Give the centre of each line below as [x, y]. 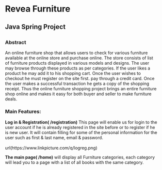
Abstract [16, 42]
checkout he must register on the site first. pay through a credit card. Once [80, 79]
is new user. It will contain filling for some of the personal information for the [81, 132]
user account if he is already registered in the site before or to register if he [80, 127]
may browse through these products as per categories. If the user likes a [78, 68]
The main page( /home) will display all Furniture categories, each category [80, 157]
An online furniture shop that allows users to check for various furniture [76, 53]
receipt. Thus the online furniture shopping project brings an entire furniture [81, 89]
